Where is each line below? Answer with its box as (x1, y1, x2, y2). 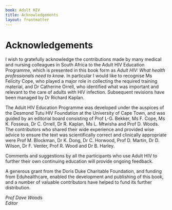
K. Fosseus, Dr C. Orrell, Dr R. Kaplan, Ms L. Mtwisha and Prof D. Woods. (5, 121, 159, 127)
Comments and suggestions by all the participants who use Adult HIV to (5, 153, 158, 159)
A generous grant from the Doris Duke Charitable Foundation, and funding (5, 168, 162, 174)
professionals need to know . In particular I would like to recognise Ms (5, 73, 152, 79)
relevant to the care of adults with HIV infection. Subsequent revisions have (5, 89, 165, 95)
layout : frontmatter (5, 17, 50, 22)
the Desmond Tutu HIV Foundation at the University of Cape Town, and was (5, 110, 165, 116)
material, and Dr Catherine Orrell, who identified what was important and (5, 83, 159, 90)
